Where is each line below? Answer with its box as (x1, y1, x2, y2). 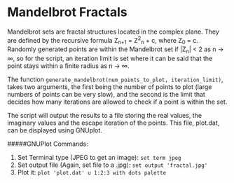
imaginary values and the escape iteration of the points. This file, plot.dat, (7, 118, 220, 127)
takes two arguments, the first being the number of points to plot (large (7, 83, 212, 91)
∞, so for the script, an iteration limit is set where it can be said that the (7, 54, 213, 63)
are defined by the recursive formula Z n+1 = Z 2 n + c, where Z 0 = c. (7, 34, 198, 46)
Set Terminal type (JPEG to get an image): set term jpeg (17, 154, 181, 162)
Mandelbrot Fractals (7, 4, 128, 20)
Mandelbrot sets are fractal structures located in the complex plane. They (7, 27, 219, 36)
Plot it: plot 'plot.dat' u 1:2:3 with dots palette (17, 168, 167, 177)
